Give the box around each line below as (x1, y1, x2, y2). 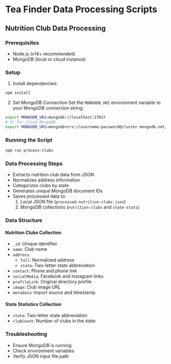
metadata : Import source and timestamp (12, 290, 96, 296)
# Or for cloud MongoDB (5, 119, 56, 124)
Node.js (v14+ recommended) (12, 50, 76, 57)
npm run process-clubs (5, 148, 53, 153)
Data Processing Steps (5, 160, 63, 167)
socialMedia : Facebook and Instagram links (12, 273, 104, 279)
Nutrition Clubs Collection (5, 229, 62, 236)
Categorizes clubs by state (12, 183, 69, 189)
